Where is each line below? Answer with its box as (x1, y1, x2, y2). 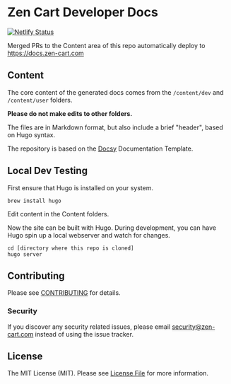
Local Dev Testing (7, 165, 88, 177)
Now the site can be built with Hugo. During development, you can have (7, 223, 217, 232)
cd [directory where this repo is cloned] (7, 245, 134, 252)
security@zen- (172, 322, 215, 331)
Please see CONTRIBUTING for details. (7, 289, 122, 297)
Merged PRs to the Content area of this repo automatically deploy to (7, 41, 206, 50)
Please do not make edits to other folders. (7, 109, 133, 117)
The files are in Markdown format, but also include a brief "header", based (7, 123, 224, 132)
